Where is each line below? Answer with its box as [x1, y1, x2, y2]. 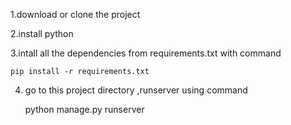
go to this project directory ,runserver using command [24, 84, 248, 96]
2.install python [10, 28, 74, 39]
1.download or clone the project [10, 9, 141, 20]
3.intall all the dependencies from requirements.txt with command [10, 47, 282, 59]
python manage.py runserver [24, 104, 145, 115]
